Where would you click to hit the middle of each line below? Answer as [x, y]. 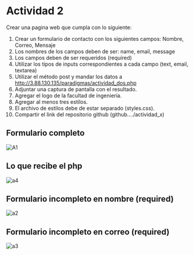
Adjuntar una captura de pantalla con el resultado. [76, 89]
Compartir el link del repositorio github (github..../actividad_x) [89, 114]
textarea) [26, 70]
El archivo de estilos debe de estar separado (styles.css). [85, 108]
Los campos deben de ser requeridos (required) [73, 58]
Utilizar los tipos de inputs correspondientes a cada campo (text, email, [101, 64]
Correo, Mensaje [35, 45]
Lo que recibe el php [44, 166]
